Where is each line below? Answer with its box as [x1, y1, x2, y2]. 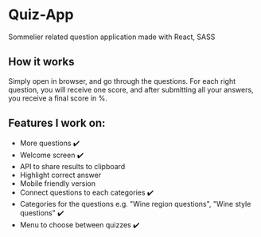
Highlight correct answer [19, 170, 102, 180]
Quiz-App [8, 6, 74, 24]
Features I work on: [8, 117, 106, 130]
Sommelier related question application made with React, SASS [8, 32, 216, 41]
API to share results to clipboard [19, 161, 126, 171]
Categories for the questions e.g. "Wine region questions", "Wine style [19, 199, 251, 208]
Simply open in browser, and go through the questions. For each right [8, 76, 236, 85]
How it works [8, 55, 75, 69]
